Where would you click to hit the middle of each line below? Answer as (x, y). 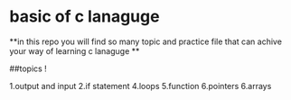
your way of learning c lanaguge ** (75, 50)
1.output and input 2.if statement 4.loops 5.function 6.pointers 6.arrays (141, 86)
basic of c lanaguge (84, 17)
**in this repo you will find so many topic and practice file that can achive (146, 41)
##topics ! (28, 68)
